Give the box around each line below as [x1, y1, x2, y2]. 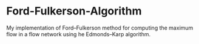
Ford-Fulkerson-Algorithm [6, 4, 142, 18]
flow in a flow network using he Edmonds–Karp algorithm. [6, 30, 151, 37]
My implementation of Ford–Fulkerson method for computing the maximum [6, 24, 194, 31]
